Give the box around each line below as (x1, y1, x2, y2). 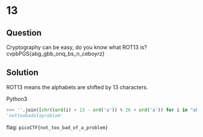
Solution (6, 68, 39, 78)
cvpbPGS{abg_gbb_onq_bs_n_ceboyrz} (6, 50, 105, 57)
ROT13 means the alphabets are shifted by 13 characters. (6, 83, 148, 91)
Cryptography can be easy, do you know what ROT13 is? (6, 43, 147, 51)
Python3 (6, 95, 28, 103)
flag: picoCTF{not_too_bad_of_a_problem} (6, 123, 109, 130)
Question (6, 28, 42, 38)
